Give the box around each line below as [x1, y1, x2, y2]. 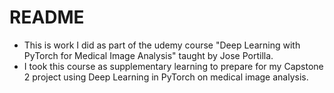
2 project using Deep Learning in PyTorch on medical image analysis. [23, 71, 309, 83]
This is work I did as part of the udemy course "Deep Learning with [23, 39, 301, 51]
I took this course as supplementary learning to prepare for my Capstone [23, 60, 324, 72]
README [9, 6, 85, 29]
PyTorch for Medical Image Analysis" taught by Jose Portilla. [23, 49, 274, 61]
